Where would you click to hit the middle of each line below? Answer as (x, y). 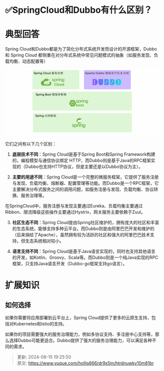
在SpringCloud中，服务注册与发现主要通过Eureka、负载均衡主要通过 (74, 206)
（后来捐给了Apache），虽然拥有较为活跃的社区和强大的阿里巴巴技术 (81, 235)
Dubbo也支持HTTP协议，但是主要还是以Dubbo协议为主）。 (84, 167)
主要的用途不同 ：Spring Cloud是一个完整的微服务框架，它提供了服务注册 (85, 177)
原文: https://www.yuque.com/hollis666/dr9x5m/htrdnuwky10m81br (85, 363)
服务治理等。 (34, 196)
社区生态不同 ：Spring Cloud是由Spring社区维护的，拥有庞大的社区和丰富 (86, 223)
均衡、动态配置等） (28, 61)
